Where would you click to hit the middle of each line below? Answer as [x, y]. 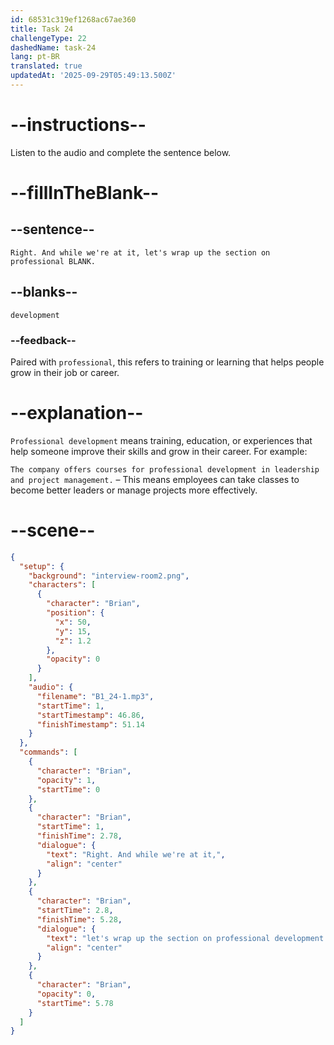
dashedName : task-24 [53, 47]
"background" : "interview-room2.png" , [109, 576]
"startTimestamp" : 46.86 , [90, 715]
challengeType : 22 [48, 38]
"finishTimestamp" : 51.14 [90, 724]
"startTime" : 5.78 [75, 1003]
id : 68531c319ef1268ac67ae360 [73, 19]
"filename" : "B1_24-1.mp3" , [95, 696]
